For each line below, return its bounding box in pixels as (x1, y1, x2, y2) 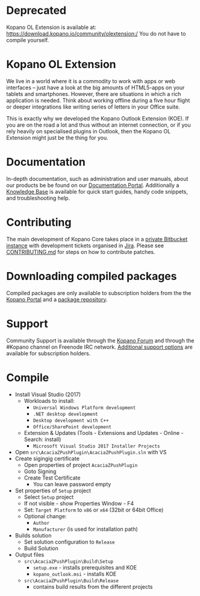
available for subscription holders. (6, 349, 91, 357)
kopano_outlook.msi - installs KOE (33, 570, 117, 577)
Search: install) (23, 436, 61, 443)
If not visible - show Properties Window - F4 (23, 499, 134, 507)
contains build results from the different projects (33, 583, 153, 590)
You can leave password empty (33, 480, 111, 487)
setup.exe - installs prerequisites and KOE (33, 563, 137, 571)
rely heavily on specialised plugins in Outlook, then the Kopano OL (6, 127, 171, 135)
